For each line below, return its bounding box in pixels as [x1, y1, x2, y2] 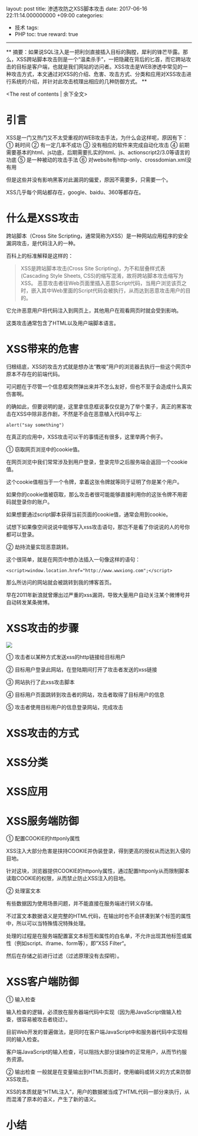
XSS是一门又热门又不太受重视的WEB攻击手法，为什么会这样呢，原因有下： [6, 134, 188, 141]
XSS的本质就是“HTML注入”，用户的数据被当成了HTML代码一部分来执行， [6, 1088, 184, 1095]
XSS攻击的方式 [6, 726, 79, 740]
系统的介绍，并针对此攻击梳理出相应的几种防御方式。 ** [11, 78, 147, 85]
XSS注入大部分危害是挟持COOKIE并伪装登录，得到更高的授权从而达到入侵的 [6, 848, 191, 855]
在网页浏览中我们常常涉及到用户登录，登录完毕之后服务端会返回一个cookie [6, 458, 188, 465]
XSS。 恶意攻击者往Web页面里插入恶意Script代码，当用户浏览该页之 [20, 280, 187, 287]
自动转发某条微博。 [6, 599, 53, 606]
